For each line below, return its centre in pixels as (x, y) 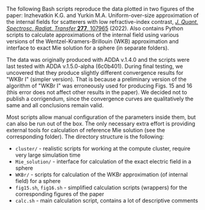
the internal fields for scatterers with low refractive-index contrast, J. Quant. (102, 22)
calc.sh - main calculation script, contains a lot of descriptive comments (106, 201)
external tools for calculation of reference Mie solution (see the (86, 130)
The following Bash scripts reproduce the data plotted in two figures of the (100, 9)
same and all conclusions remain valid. (55, 105)
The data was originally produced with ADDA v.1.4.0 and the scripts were (98, 60)
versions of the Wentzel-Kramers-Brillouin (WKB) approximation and (93, 41)
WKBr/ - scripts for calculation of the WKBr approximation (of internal (101, 174)
